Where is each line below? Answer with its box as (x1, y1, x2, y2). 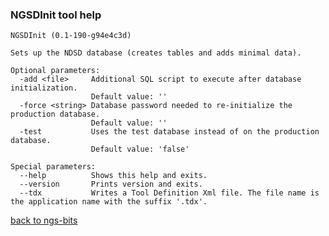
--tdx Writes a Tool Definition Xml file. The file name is (19, 188, 320, 198)
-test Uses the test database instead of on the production (19, 127, 320, 137)
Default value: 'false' (90, 144, 190, 155)
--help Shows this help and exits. (19, 171, 208, 181)
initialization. (10, 83, 78, 93)
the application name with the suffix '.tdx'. (10, 197, 208, 207)
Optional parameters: (10, 66, 101, 76)
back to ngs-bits (10, 214, 78, 227)
